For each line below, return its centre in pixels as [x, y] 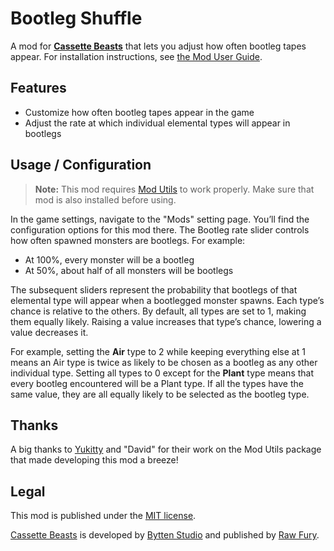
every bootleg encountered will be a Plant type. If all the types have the [157, 383]
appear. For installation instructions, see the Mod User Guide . [136, 56]
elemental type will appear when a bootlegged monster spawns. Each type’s [167, 300]
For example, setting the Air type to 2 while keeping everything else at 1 [158, 351]
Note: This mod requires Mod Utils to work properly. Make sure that [174, 189]
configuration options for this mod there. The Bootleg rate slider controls [160, 229]
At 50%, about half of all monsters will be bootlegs [129, 270]
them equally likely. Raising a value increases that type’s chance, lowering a [166, 321]
